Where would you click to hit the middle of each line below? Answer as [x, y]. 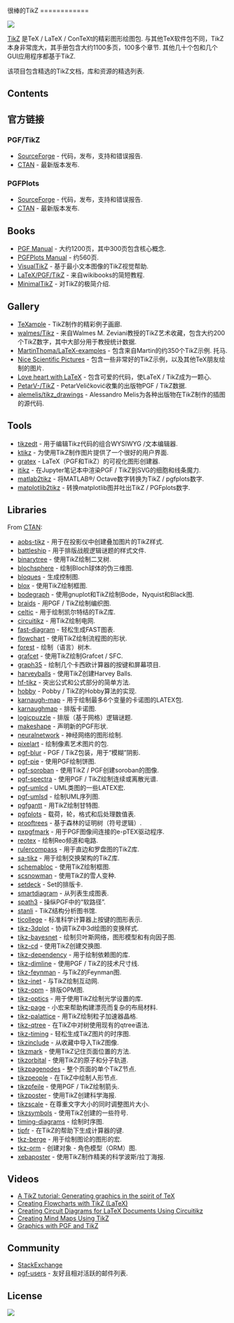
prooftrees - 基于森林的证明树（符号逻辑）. [80, 822]
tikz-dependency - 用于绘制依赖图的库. [74, 955]
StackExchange [40, 1265]
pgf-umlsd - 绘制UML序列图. [58, 796]
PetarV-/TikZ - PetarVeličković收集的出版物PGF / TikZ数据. [102, 386]
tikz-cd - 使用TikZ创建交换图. [60, 946]
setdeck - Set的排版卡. [50, 884]
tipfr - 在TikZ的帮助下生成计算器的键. [71, 1130]
